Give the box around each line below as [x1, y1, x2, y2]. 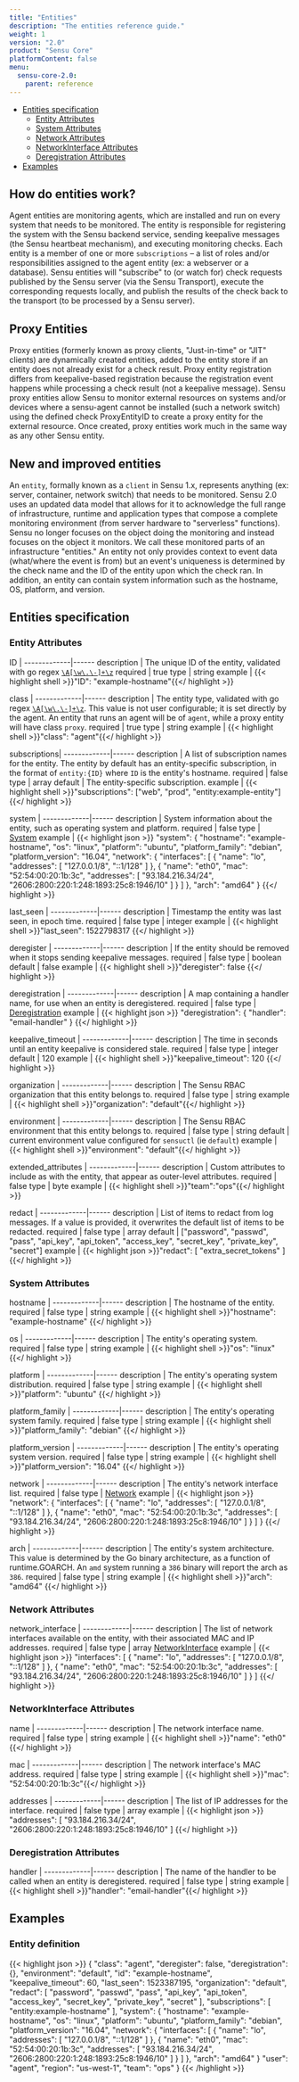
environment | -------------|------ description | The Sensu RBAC [9, 1116, 246, 1127]
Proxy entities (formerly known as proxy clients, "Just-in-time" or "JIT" [9, 345, 267, 356]
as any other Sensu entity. [9, 430, 105, 442]
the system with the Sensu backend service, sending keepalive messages [9, 229, 280, 240]
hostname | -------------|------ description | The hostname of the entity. [9, 1297, 275, 1308]
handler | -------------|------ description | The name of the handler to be [9, 1866, 277, 1877]
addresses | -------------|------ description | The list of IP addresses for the [9, 1795, 288, 1806]
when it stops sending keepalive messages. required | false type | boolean [9, 952, 282, 963]
